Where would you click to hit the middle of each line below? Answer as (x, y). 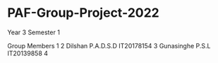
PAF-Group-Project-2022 (84, 13)
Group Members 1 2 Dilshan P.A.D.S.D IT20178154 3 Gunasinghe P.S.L (109, 45)
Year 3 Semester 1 (34, 32)
